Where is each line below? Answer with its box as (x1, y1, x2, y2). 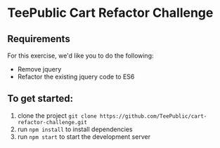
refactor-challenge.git (17, 119, 88, 126)
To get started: (7, 93, 74, 105)
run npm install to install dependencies (17, 125, 133, 133)
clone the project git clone (17, 111, 97, 120)
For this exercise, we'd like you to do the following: (7, 51, 154, 60)
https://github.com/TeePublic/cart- (99, 112, 207, 120)
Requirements (7, 33, 70, 45)
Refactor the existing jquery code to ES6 (17, 72, 135, 81)
